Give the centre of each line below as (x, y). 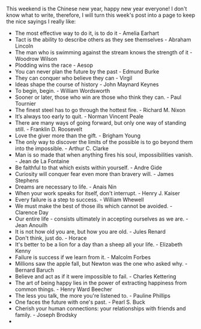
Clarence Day (32, 212)
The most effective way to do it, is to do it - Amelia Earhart (87, 33)
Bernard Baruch (34, 270)
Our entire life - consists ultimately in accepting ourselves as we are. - (101, 219)
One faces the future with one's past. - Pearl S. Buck (80, 302)
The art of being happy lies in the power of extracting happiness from (101, 283)
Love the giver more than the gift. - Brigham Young (78, 136)
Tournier (25, 104)
